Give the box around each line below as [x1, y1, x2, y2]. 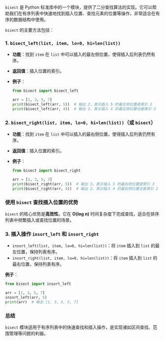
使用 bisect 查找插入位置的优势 [5, 199, 79, 205]
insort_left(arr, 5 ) [5, 295, 48, 300]
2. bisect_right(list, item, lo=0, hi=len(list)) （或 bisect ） [5, 119, 156, 126]
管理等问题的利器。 [9, 330, 48, 336]
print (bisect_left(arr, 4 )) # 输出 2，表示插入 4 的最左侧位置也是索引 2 [12, 106, 156, 111]
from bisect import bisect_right [12, 168, 81, 173]
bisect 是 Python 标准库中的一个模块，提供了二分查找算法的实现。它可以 [5, 4, 153, 10]
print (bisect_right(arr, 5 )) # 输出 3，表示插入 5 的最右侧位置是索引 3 [12, 181, 155, 186]
